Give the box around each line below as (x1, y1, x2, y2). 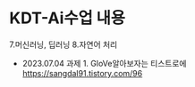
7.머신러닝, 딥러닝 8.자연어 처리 (9, 39, 118, 50)
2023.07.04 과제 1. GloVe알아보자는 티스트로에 (21, 58, 187, 68)
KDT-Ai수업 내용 (9, 8, 126, 28)
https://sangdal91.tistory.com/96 (21, 67, 143, 78)
